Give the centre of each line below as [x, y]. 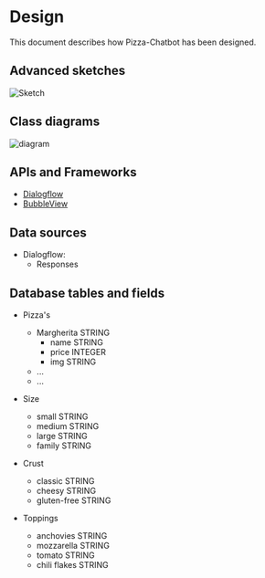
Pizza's [37, 315]
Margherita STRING [73, 332]
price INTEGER [78, 352]
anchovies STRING [72, 536]
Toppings [40, 518]
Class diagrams [55, 122]
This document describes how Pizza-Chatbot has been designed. [133, 42]
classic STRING [65, 481]
